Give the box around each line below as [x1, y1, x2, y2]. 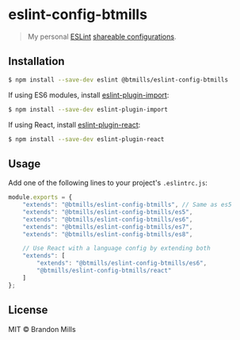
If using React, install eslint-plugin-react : [8, 120, 141, 129]
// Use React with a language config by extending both [22, 244, 211, 253]
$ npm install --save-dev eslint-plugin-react [8, 135, 165, 143]
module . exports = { [8, 193, 73, 201]
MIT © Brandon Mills [8, 324, 77, 334]
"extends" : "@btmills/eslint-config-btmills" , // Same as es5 [22, 201, 232, 209]
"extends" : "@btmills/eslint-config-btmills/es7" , [22, 223, 193, 231]
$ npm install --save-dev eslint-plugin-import [8, 105, 169, 113]
